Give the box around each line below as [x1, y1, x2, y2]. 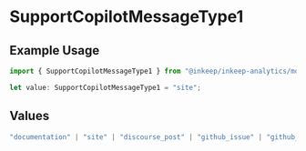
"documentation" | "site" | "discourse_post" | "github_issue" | [9, 132, 263, 142]
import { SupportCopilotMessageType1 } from [9, 66, 181, 75]
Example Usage [9, 43, 100, 58]
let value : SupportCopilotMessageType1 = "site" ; [9, 83, 202, 92]
